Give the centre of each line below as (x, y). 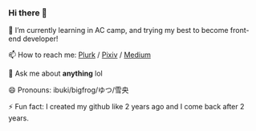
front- (240, 31)
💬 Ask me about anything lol (55, 74)
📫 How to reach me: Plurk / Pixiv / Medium (79, 55)
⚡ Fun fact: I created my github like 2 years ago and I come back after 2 (126, 107)
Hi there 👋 (28, 13)
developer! (41, 39)
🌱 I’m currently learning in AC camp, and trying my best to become (118, 31)
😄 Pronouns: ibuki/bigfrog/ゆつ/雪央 (69, 90)
